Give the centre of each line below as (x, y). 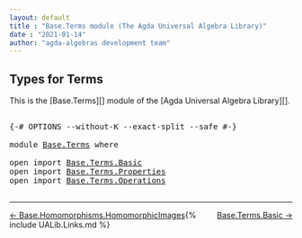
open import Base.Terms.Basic (76, 163)
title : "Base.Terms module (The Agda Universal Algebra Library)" (138, 26)
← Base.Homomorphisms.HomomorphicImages (98, 216)
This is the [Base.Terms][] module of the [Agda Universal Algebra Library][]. (150, 101)
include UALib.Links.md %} (60, 225)
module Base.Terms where (64, 145)
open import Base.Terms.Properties (88, 172)
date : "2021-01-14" (48, 34)
